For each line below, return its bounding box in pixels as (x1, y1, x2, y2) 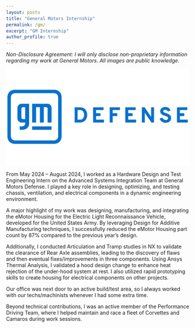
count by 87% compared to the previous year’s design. (6, 232, 138, 239)
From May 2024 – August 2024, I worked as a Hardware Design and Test (6, 171, 181, 178)
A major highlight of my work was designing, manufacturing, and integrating (6, 207, 189, 214)
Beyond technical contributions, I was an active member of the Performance (6, 303, 190, 310)
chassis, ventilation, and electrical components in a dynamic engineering (6, 189, 181, 196)
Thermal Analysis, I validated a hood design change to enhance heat (6, 262, 171, 269)
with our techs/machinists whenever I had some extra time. (6, 292, 148, 299)
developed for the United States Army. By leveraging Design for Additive (6, 219, 180, 226)
